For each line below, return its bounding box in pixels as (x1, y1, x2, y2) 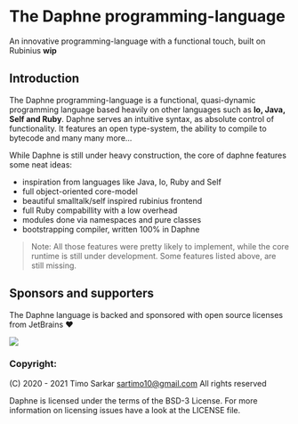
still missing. (30, 260, 77, 271)
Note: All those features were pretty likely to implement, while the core (30, 241, 289, 251)
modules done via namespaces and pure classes (21, 214, 202, 224)
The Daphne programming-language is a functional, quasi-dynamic (9, 94, 256, 105)
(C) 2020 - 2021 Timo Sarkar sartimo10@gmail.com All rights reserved (9, 378, 267, 388)
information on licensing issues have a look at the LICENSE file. (9, 404, 241, 415)
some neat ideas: (9, 159, 73, 170)
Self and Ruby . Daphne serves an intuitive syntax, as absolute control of (9, 113, 274, 124)
